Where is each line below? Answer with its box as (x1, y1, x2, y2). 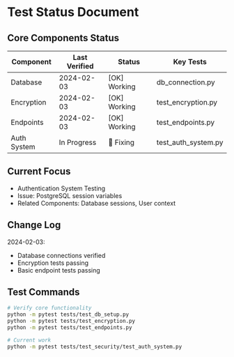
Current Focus (7, 165, 71, 178)
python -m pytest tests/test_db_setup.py (7, 311, 130, 318)
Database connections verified (17, 251, 106, 259)
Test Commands (7, 287, 80, 298)
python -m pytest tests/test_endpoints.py (7, 324, 132, 331)
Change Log (7, 219, 61, 231)
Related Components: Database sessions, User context (17, 199, 176, 207)
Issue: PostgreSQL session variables (17, 191, 123, 199)
